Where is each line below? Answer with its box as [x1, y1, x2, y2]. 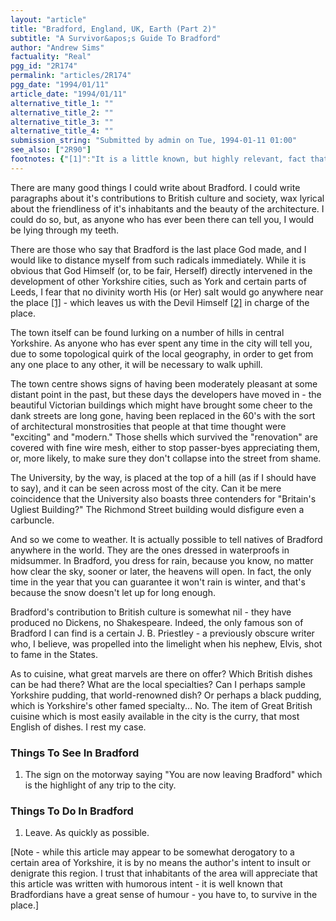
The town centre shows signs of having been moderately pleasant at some [10, 377, 318, 390]
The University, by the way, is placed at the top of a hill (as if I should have [10, 471, 317, 483]
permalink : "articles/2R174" [10, 71, 132, 81]
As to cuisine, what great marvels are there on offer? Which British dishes [10, 667, 313, 680]
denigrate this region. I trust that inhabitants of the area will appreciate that [10, 867, 318, 880]
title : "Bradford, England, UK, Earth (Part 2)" [10, 24, 217, 34]
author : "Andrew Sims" [10, 42, 105, 53]
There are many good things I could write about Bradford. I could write [10, 181, 301, 193]
